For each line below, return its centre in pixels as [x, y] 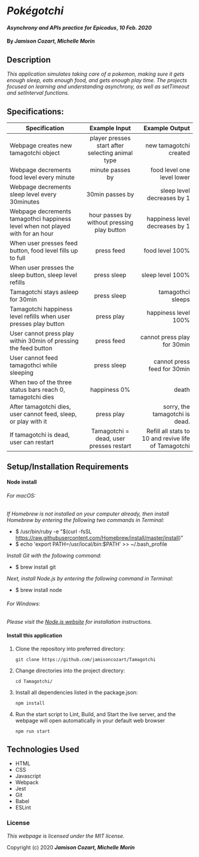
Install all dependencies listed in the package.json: [76, 692]
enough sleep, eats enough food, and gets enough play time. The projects [97, 80]
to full [18, 258]
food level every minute [42, 177]
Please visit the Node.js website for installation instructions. [79, 622]
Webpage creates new [41, 145]
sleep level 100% [166, 275]
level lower [175, 177]
